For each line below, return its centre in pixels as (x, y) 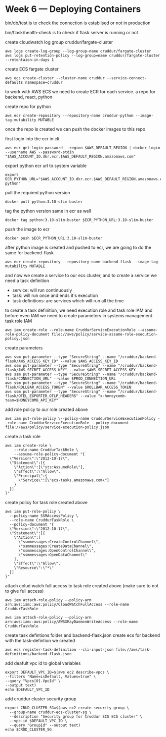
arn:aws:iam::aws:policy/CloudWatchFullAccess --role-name (67, 604)
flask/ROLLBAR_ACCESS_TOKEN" (35, 387)
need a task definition (27, 281)
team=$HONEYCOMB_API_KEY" (32, 400)
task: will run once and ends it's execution (55, 295)
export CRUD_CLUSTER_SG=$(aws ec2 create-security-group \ (67, 708)
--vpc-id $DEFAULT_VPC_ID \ (39, 721)
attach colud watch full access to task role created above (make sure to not (82, 585)
